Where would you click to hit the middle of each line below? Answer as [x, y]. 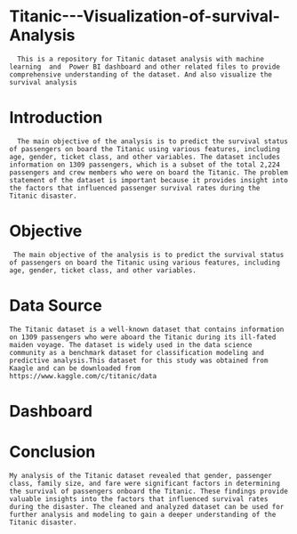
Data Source [56, 305]
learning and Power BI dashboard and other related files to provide [144, 67]
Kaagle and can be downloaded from [75, 368]
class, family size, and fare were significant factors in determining [144, 483]
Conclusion [52, 452]
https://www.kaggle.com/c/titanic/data [83, 376]
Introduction [56, 118]
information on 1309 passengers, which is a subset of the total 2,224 [144, 165]
